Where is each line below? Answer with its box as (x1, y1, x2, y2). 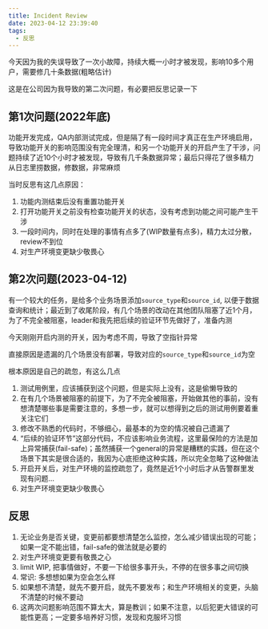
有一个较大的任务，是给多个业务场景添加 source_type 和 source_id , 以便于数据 (8, 295, 260, 304)
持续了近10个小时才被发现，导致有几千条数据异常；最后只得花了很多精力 (14, 153, 254, 163)
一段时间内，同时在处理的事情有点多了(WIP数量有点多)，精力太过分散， (19, 227, 256, 236)
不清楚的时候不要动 (19, 592, 84, 602)
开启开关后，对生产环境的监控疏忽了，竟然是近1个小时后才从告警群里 (19, 463, 248, 473)
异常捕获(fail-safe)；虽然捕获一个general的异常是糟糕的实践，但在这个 (26, 443, 260, 453)
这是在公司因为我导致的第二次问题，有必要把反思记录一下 (8, 84, 198, 94)
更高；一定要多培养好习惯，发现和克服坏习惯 (34, 612, 182, 622)
